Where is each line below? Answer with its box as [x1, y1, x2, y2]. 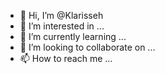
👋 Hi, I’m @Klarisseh [19, 10, 104, 21]
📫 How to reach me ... [19, 53, 113, 64]
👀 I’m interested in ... [19, 20, 105, 32]
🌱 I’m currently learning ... [19, 31, 127, 42]
